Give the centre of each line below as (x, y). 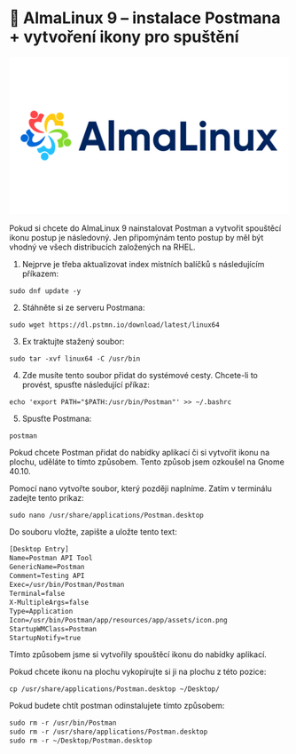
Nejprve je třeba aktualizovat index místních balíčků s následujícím (143, 265)
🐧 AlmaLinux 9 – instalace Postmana (145, 18)
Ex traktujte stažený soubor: (73, 342)
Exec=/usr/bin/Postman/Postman (67, 585)
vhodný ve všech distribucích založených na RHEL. (103, 247)
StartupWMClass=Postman (53, 630)
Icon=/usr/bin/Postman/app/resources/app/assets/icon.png (118, 621)
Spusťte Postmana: (57, 419)
